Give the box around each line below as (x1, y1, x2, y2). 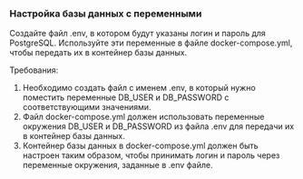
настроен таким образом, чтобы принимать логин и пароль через (22, 150, 280, 161)
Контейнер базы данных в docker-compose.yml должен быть (22, 140, 259, 152)
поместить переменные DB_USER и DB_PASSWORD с (22, 92, 230, 103)
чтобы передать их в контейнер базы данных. (9, 47, 188, 58)
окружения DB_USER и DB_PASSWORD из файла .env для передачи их (22, 121, 295, 132)
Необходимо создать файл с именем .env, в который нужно (22, 83, 256, 94)
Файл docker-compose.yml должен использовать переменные (22, 112, 265, 123)
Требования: (9, 65, 59, 75)
